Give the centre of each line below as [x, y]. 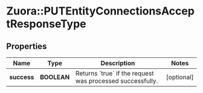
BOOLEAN [55, 77]
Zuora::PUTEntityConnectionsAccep [101, 11]
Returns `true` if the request [114, 73]
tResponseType [46, 24]
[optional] [180, 77]
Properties [27, 46]
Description [118, 63]
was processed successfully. [117, 81]
